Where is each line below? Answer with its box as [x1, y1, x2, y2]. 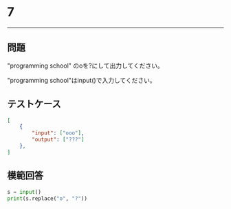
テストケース [7, 98, 61, 110]
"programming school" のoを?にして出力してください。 [7, 61, 164, 70]
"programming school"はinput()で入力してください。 [7, 76, 156, 84]
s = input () [7, 188, 41, 195]
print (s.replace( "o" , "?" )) [7, 195, 88, 202]
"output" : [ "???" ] [32, 136, 85, 143]
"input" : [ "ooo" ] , [32, 130, 85, 137]
